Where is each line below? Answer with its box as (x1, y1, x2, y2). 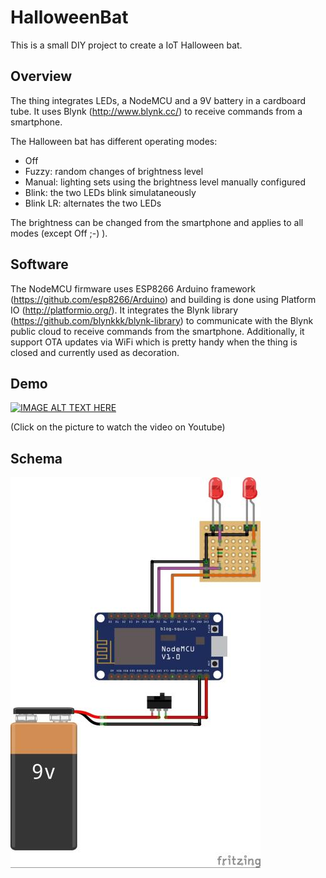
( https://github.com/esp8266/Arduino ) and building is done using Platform (10, 293, 317, 305)
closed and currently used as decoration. (10, 346, 180, 358)
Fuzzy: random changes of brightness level (24, 165, 204, 177)
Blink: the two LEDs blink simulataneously (24, 186, 197, 198)
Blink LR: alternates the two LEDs (24, 197, 162, 209)
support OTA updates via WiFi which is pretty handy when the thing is (10, 336, 298, 348)
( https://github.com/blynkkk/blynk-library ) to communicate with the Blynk (10, 314, 314, 326)
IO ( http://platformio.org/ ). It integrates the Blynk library (10, 304, 239, 316)
